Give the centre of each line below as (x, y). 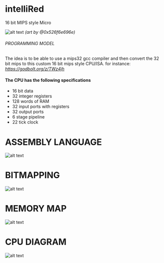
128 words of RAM (31, 101)
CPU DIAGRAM (36, 242)
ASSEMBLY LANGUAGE (54, 142)
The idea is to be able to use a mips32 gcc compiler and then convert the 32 (82, 59)
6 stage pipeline (28, 117)
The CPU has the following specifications (48, 80)
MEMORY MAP (36, 209)
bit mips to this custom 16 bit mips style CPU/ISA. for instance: (68, 64)
